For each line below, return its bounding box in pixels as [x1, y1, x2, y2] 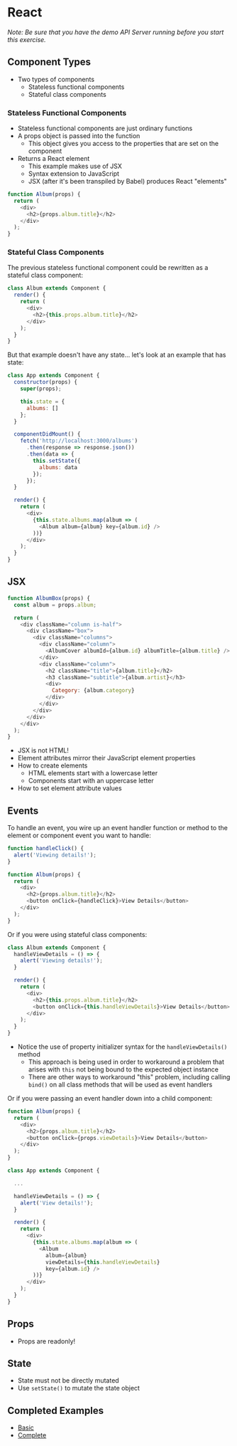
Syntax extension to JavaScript [28, 169, 119, 178]
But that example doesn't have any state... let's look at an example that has [7, 350, 226, 360]
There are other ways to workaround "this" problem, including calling [28, 1073, 231, 1081]
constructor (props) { [13, 379, 78, 386]
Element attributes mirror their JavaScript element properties [17, 754, 196, 763]
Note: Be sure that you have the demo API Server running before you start [7, 28, 224, 36]
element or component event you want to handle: [7, 831, 151, 840]
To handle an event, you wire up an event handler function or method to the [7, 824, 228, 832]
